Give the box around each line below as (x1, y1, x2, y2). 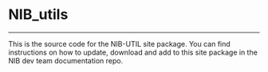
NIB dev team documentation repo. (8, 55, 124, 65)
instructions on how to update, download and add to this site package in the (8, 47, 258, 57)
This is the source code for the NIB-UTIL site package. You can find (8, 39, 231, 48)
